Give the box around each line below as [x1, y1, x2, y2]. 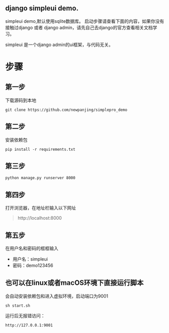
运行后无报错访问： [5, 312, 45, 318]
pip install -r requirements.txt [5, 147, 76, 152]
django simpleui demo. [5, 4, 79, 13]
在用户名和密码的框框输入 [5, 245, 59, 252]
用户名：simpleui [12, 256, 48, 262]
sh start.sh [5, 303, 30, 308]
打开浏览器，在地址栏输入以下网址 [5, 205, 76, 211]
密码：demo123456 [12, 263, 53, 269]
